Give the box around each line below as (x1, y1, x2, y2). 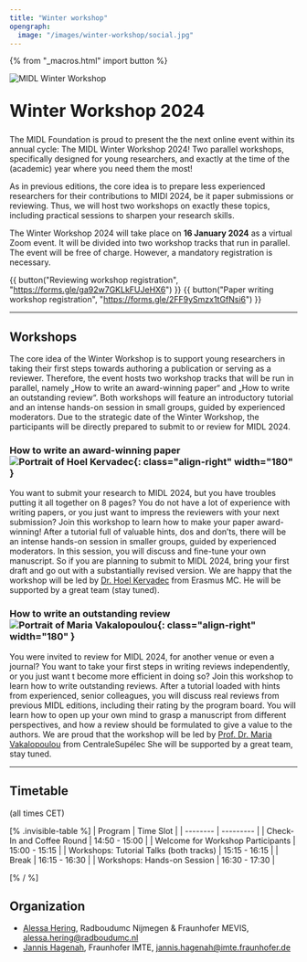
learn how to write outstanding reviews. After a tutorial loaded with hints (9, 680, 281, 691)
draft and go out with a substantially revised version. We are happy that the (9, 566, 292, 576)
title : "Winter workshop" (9, 13, 108, 23)
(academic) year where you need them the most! (9, 164, 194, 174)
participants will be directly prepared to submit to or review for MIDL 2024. (9, 421, 291, 432)
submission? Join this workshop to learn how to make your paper (9, 517, 255, 528)
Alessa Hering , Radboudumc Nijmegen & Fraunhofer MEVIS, (22, 923, 249, 934)
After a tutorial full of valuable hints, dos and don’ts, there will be (43, 526, 286, 537)
